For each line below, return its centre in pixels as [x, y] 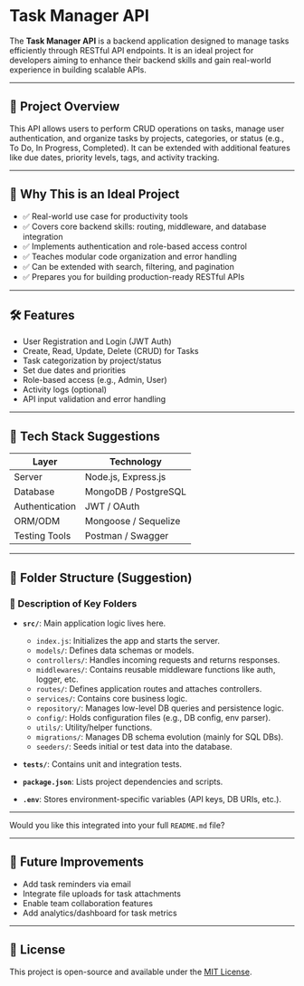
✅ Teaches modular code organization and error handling [129, 256]
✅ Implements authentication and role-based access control [134, 246]
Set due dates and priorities [74, 370]
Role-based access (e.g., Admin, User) [95, 380]
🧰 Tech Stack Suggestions [85, 436]
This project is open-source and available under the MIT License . [131, 972]
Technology [136, 462]
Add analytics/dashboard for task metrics [100, 913]
